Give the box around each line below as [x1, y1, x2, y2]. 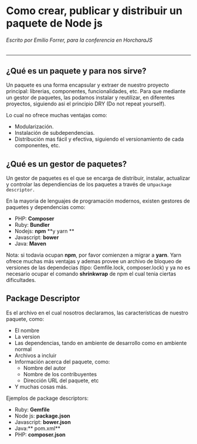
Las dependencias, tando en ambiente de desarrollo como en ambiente [14, 339, 187, 346]
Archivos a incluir [14, 352, 57, 359]
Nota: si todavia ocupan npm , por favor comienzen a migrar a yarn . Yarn [6, 251, 182, 259]
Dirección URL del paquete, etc [23, 377, 99, 384]
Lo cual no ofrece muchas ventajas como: [6, 112, 107, 119]
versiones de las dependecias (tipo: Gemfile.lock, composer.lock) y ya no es [6, 264, 191, 271]
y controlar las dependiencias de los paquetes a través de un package [6, 181, 172, 188]
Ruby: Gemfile [14, 406, 50, 413]
